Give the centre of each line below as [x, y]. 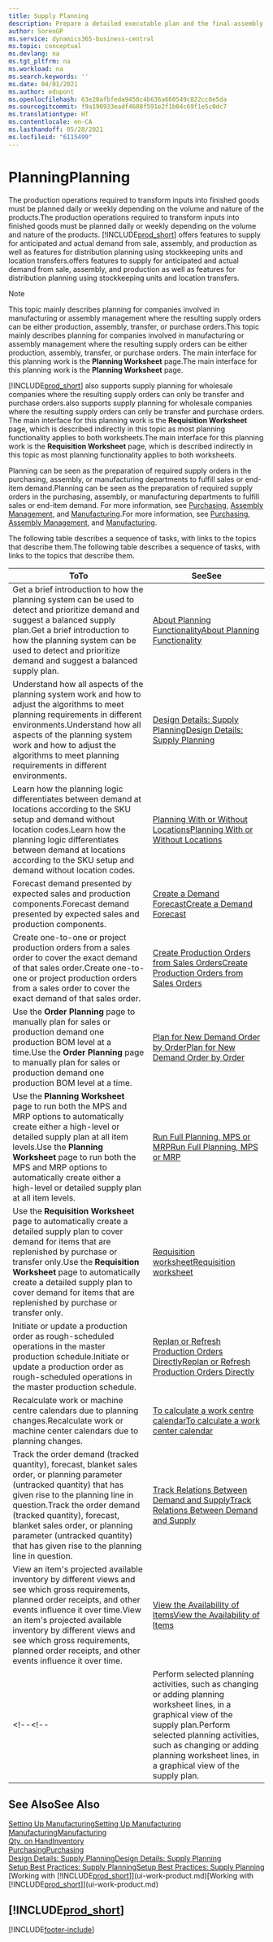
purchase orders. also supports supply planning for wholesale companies [130, 403]
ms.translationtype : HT [49, 115]
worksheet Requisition [194, 1262]
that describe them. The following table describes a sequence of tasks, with [134, 547]
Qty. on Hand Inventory [46, 1841]
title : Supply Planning [49, 16]
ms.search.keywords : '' [49, 77]
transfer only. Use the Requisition [76, 1262]
